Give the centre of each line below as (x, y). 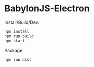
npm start (15, 41)
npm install (17, 31)
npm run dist (18, 59)
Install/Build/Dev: (22, 22)
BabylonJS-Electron (47, 9)
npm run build (19, 36)
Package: (14, 50)
